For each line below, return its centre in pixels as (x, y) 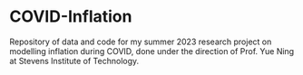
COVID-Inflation (71, 17)
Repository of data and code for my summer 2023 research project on (141, 42)
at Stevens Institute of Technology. (74, 61)
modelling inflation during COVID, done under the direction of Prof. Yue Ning (152, 51)
